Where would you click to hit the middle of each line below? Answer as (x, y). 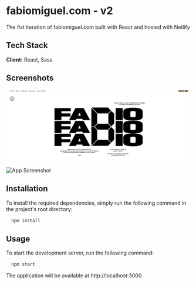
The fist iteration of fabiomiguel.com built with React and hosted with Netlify (98, 27)
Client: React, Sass (29, 59)
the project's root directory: (39, 209)
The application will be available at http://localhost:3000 (74, 276)
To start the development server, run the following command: (80, 253)
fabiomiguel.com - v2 (60, 11)
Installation (27, 189)
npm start (23, 264)
